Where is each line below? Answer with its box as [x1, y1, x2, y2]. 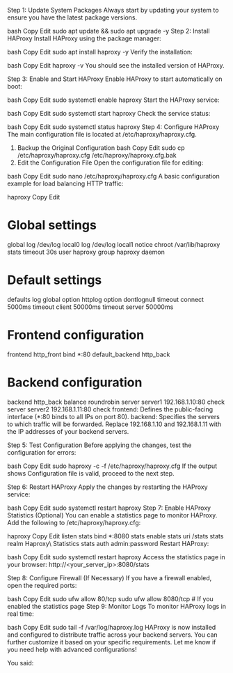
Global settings [7, 218, 97, 233]
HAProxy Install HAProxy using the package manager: [7, 34, 161, 43]
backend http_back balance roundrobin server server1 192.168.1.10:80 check [7, 398, 225, 406]
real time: [7, 610, 34, 618]
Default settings [7, 272, 102, 288]
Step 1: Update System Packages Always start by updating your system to [7, 6, 219, 14]
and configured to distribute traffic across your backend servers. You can [7, 630, 218, 639]
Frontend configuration [7, 327, 145, 343]
